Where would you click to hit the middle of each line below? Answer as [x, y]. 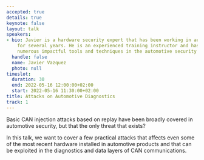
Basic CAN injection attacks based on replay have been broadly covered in [100, 119]
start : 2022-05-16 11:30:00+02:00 [55, 91]
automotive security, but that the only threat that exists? [76, 125]
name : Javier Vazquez [39, 62]
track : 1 [17, 102]
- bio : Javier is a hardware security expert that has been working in [99, 40]
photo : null [27, 68]
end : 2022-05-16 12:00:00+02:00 [53, 85]
